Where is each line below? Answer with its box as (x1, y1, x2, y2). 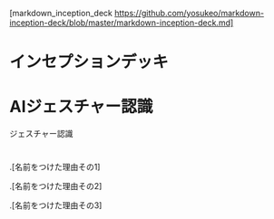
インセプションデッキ (9, 52, 170, 72)
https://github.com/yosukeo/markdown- (114, 8, 265, 18)
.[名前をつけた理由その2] (9, 181, 103, 192)
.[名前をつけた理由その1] (9, 162, 101, 173)
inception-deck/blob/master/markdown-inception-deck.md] (9, 17, 234, 28)
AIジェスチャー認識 (9, 97, 153, 117)
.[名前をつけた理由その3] (9, 200, 103, 211)
